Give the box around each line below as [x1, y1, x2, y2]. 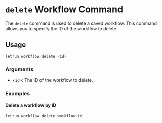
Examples [5, 90, 30, 97]
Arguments [5, 66, 34, 73]
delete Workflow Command [5, 4, 123, 15]
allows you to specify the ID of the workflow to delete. [5, 25, 118, 31]
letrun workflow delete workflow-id [5, 114, 83, 119]
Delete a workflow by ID [5, 102, 57, 108]
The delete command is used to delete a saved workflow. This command [5, 20, 157, 26]
